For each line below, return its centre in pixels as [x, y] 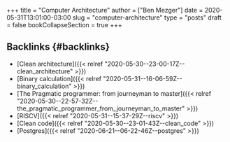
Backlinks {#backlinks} [58, 47]
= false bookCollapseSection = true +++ [65, 25]
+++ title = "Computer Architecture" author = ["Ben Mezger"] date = [105, 10]
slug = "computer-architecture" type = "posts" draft [147, 17]
